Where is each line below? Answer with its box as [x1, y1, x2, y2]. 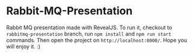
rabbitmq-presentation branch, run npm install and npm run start [6, 30, 171, 37]
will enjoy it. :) [6, 43, 41, 50]
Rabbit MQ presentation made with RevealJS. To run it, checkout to [6, 24, 173, 31]
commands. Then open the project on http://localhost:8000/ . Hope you [6, 36, 188, 43]
